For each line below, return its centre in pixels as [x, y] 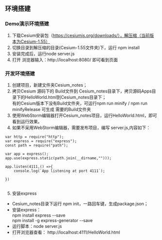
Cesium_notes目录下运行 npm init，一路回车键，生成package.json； [80, 203]
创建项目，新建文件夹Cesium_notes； [50, 85]
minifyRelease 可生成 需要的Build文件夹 [51, 109]
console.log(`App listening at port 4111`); [59, 171]
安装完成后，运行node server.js [43, 54]
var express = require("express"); [41, 141]
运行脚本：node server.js [37, 226]
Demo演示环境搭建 [27, 24]
